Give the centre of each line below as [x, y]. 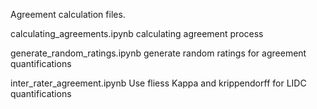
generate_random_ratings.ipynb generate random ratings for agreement [158, 53]
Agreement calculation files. [68, 14]
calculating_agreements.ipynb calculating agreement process [137, 33]
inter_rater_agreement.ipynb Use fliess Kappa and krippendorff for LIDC [158, 83]
